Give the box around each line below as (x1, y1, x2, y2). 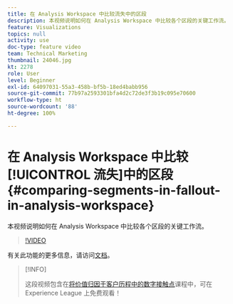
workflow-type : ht (7, 97, 62, 104)
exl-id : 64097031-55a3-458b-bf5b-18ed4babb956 (7, 83, 148, 90)
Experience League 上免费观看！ (24, 288, 121, 297)
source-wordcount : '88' (7, 103, 78, 110)
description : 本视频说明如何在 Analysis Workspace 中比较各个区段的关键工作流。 (7, 17, 229, 24)
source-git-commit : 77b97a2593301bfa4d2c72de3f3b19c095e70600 (7, 90, 196, 97)
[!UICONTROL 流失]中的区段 (7, 167, 173, 182)
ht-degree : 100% (7, 110, 56, 117)
